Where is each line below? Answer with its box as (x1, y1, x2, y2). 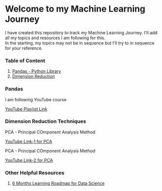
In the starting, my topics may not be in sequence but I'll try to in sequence (5, 40, 155, 46)
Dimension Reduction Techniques (5, 118, 86, 125)
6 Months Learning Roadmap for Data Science (12, 180, 105, 186)
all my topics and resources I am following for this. (5, 35, 106, 41)
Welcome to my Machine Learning (5, 3, 146, 15)
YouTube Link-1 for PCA (5, 138, 52, 144)
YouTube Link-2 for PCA (5, 157, 53, 163)
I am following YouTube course (5, 96, 67, 102)
